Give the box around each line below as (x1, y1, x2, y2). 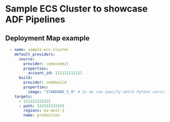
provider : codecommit (23, 61, 69, 66)
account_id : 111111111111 (27, 71, 82, 76)
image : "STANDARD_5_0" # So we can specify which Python (27, 89, 151, 94)
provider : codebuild (23, 80, 67, 85)
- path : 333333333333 (18, 103, 65, 108)
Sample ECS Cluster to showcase (5, 3, 148, 15)
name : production (23, 113, 60, 118)
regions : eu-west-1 (23, 108, 65, 113)
